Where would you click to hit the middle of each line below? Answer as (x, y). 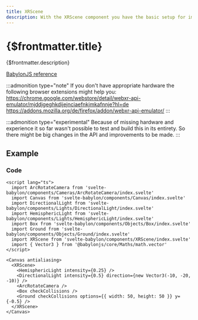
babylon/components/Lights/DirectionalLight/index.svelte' (80, 209)
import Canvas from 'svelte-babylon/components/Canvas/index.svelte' (98, 198)
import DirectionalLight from (48, 203)
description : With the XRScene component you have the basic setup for (96, 17)
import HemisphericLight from (48, 214)
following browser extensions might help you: (61, 92)
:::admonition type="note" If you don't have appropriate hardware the (90, 86)
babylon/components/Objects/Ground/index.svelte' (68, 234)
